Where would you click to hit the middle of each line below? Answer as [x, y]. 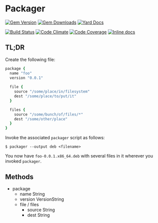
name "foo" [21, 73]
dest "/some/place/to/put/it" [45, 96]
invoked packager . [23, 161]
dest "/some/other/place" [41, 119]
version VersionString [42, 199]
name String [32, 194]
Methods [19, 177]
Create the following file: [30, 59]
